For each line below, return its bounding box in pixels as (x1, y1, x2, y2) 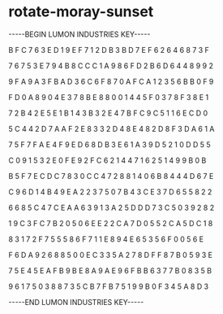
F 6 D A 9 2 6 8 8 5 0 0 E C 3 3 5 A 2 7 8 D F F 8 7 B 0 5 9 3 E (8, 250, 213, 259)
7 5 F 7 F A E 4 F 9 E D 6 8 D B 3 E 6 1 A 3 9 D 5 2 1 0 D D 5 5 (8, 139, 211, 149)
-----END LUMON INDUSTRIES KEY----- (8, 297, 144, 307)
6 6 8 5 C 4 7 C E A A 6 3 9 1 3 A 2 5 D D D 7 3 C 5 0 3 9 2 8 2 (8, 203, 215, 212)
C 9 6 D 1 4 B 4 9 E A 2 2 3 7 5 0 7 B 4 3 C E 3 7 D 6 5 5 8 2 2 (8, 186, 212, 197)
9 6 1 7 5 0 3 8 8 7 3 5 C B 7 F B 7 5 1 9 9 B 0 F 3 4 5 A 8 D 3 (8, 281, 209, 291)
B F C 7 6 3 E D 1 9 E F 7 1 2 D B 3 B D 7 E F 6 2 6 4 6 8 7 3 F (8, 45, 209, 55)
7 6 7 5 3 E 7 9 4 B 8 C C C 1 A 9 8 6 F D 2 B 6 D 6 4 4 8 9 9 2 (8, 60, 213, 71)
